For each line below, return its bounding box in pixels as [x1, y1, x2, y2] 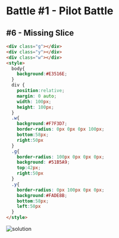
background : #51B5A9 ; [17, 159, 70, 166]
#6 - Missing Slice [6, 28, 74, 38]
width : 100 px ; [17, 99, 52, 104]
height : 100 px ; [17, 104, 54, 110]
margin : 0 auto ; [17, 93, 57, 99]
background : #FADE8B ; [17, 192, 67, 198]
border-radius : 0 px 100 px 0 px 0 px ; [17, 187, 105, 193]
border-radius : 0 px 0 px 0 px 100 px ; [17, 126, 105, 132]
